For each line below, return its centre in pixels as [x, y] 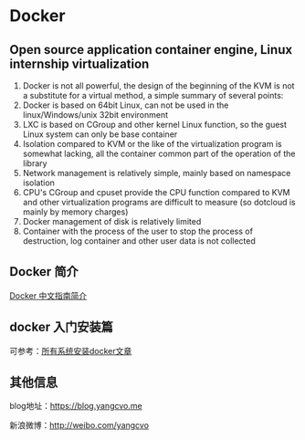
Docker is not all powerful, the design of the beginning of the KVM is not [158, 86]
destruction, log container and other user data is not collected [139, 241]
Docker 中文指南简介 [48, 295]
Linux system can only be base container [100, 134]
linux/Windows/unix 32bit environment [95, 115]
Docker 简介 [44, 272]
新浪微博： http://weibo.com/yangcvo [79, 425]
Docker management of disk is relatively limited [112, 221]
